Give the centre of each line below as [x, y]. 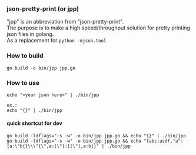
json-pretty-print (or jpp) [43, 9]
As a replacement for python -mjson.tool [57, 41]
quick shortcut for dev [34, 123]
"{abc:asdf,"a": [164, 141]
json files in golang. [30, 34]
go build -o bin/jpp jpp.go [41, 68]
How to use [23, 83]
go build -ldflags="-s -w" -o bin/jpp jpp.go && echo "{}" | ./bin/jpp [96, 136]
